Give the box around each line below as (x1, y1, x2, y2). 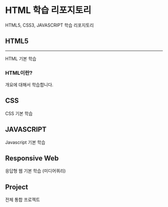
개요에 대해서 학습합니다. (5, 82, 53, 88)
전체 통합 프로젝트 (5, 196, 40, 203)
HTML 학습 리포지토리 (5, 5, 91, 16)
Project (5, 182, 28, 191)
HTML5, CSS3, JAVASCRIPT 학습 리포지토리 (5, 22, 94, 28)
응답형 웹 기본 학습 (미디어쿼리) (5, 168, 66, 174)
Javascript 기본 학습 (5, 139, 46, 145)
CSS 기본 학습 (5, 110, 33, 116)
